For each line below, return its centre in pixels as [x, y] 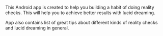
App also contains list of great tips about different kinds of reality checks [81, 23]
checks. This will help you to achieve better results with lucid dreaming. [80, 13]
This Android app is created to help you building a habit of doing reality [80, 7]
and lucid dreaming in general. [37, 28]
